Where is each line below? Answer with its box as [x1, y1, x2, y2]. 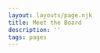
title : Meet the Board [8, 19, 82, 26]
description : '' [8, 26, 61, 34]
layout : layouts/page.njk [8, 11, 92, 19]
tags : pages [8, 33, 47, 41]
